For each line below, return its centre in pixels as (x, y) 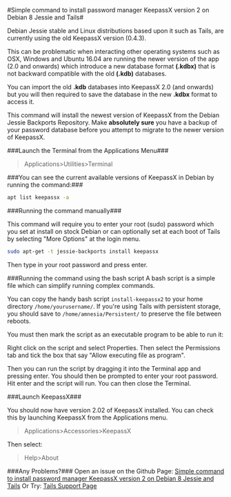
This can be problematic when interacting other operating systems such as (113, 52)
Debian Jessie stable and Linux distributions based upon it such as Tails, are (115, 31)
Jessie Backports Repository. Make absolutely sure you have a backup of (112, 123)
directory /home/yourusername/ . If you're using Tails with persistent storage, (114, 306)
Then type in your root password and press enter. (78, 264)
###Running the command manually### (64, 210)
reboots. (19, 320)
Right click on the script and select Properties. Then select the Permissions (114, 347)
